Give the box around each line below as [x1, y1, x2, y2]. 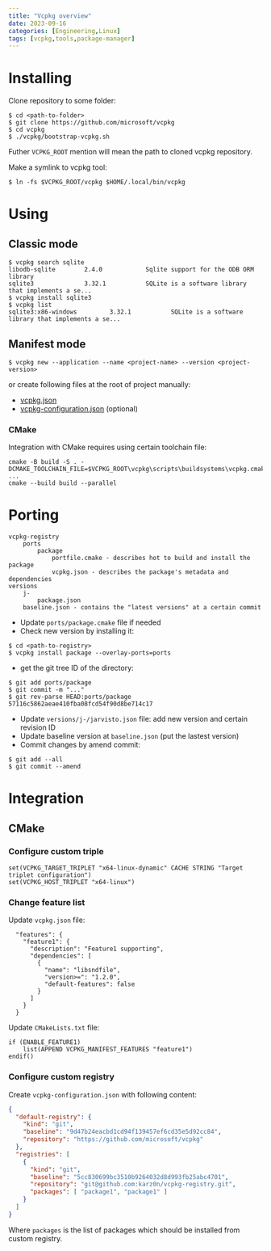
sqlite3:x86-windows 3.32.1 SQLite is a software [8, 308, 244, 316]
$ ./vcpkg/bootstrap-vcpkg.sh [8, 133, 110, 141]
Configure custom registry [8, 1072, 115, 1083]
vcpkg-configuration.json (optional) [19, 404, 139, 413]
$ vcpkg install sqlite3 [8, 294, 92, 302]
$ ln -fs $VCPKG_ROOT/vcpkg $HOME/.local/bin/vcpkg [8, 179, 186, 187]
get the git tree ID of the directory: [19, 663, 135, 673]
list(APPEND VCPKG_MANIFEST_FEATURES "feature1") [23, 1046, 194, 1054]
